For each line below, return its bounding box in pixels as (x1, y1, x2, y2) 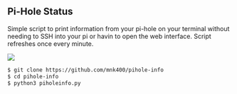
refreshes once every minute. (7, 39, 94, 48)
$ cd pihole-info (7, 73, 59, 80)
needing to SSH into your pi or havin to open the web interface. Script (7, 32, 211, 40)
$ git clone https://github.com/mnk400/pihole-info (7, 66, 164, 74)
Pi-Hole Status (7, 6, 73, 18)
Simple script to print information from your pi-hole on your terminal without (7, 24, 230, 33)
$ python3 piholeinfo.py (7, 79, 81, 87)
